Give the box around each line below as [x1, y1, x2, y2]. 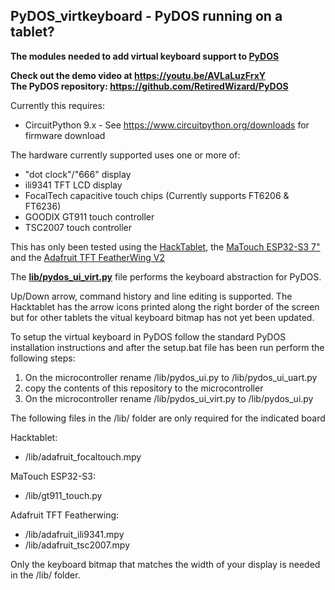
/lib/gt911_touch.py [24, 489, 103, 501]
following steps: [10, 352, 76, 364]
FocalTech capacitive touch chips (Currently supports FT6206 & [24, 189, 290, 201]
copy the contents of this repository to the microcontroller [24, 382, 264, 394]
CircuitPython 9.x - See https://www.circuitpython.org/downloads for [24, 119, 310, 131]
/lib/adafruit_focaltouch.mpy [24, 450, 142, 463]
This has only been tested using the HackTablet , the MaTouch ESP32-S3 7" [10, 240, 321, 253]
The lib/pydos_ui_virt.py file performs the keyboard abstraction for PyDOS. [10, 270, 322, 283]
